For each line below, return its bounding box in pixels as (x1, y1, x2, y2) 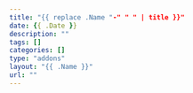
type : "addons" (9, 54, 66, 63)
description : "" (9, 29, 69, 38)
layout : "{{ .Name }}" (9, 63, 93, 72)
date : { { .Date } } (9, 21, 77, 30)
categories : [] (9, 46, 66, 55)
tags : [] (9, 37, 42, 47)
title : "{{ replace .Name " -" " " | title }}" (9, 12, 185, 22)
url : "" (9, 71, 38, 80)
